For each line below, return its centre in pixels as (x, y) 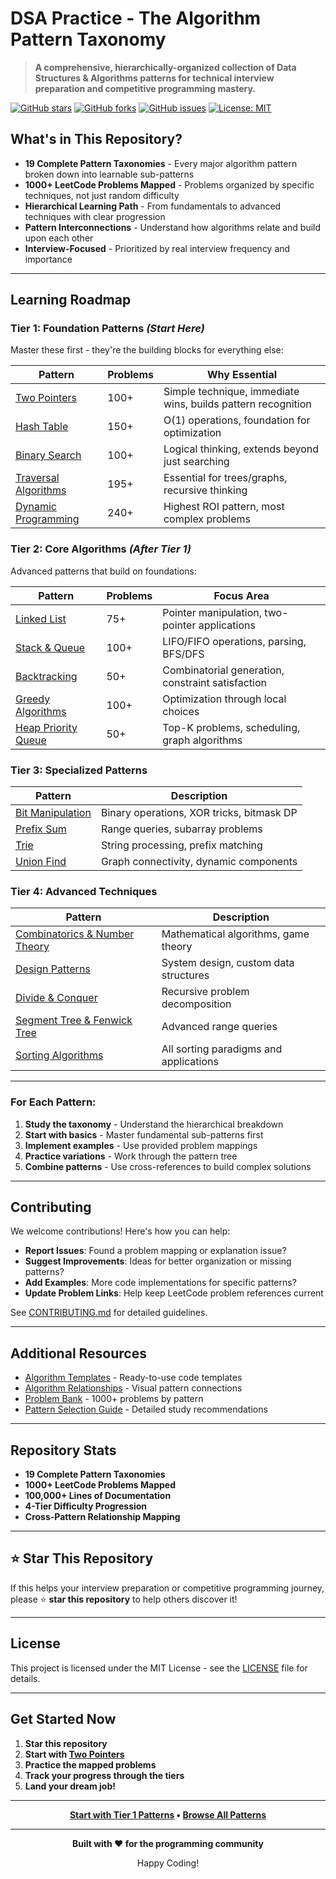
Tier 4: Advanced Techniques (84, 891)
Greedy (33, 699)
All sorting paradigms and (222, 1049)
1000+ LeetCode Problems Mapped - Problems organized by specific (169, 184)
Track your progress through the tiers (104, 1775)
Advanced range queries (219, 1027)
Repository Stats (63, 1450)
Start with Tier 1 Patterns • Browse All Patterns (168, 1814)
